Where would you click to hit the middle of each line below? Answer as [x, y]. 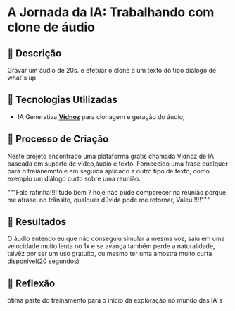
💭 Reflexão [31, 283]
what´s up [22, 78]
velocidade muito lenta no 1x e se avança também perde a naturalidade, [112, 246]
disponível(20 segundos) [43, 261]
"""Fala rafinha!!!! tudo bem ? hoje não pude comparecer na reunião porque [117, 192]
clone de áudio [51, 27]
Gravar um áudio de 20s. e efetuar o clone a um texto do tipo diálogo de [112, 70]
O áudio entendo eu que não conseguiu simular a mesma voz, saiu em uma [116, 239]
